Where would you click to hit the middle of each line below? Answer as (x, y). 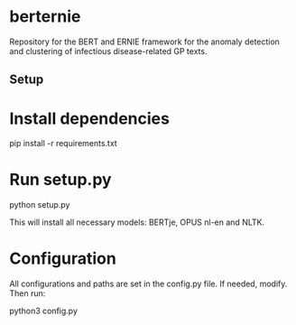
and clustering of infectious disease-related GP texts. (108, 51)
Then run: (28, 293)
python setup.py (40, 205)
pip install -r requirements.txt (63, 144)
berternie (45, 17)
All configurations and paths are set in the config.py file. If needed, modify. (148, 284)
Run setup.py (60, 180)
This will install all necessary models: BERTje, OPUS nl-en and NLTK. (137, 222)
